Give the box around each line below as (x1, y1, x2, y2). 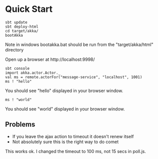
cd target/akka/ (5, 28, 39, 33)
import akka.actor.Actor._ (5, 70, 61, 75)
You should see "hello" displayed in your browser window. (5, 88, 123, 94)
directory (5, 47, 24, 53)
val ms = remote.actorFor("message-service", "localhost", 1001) (5, 74, 142, 80)
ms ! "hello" (5, 79, 32, 84)
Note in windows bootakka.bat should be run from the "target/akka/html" (5, 41, 154, 48)
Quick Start (5, 3, 53, 15)
